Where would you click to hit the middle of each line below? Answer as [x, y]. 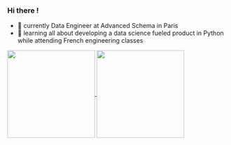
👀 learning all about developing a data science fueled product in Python [120, 33]
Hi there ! [23, 11]
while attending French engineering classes [80, 41]
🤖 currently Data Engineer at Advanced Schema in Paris [98, 26]
